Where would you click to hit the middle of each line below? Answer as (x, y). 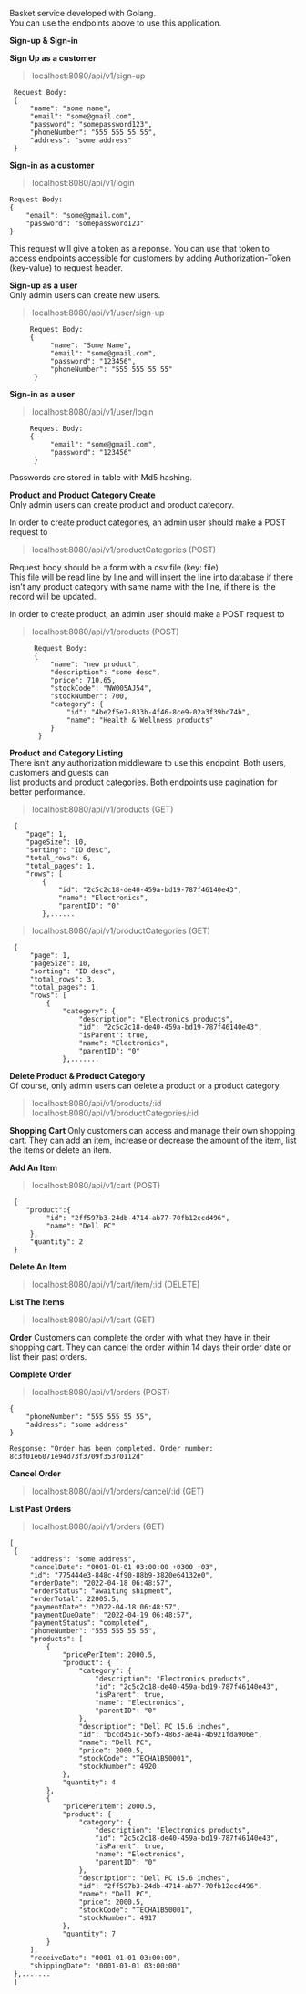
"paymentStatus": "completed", (89, 1623)
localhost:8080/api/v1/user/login (92, 412)
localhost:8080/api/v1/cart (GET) (93, 1320)
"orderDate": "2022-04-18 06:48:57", (101, 1583)
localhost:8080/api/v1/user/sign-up (98, 313)
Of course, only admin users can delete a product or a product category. (146, 1085)
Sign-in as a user (42, 394)
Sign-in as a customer (52, 165)
